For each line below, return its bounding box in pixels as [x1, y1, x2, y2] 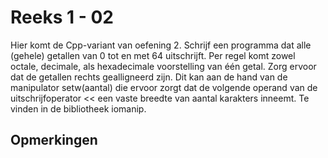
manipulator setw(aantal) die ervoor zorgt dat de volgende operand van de [10, 81, 318, 93]
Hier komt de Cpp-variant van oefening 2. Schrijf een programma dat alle [10, 39, 312, 51]
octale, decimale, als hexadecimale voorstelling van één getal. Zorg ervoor [10, 60, 317, 72]
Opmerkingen [10, 132, 98, 149]
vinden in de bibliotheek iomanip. [10, 102, 147, 115]
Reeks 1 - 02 [10, 6, 114, 29]
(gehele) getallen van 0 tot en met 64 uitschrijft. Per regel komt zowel [10, 49, 296, 61]
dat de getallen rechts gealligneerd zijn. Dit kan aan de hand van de [10, 71, 288, 83]
